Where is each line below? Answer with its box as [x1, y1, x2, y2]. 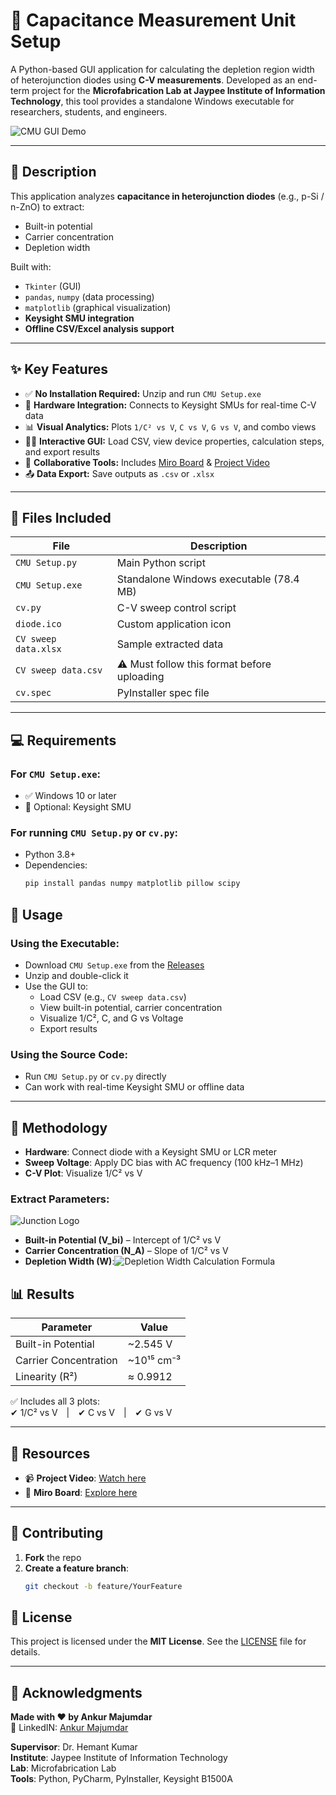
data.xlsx [15, 644, 62, 655]
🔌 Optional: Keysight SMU [24, 801, 132, 813]
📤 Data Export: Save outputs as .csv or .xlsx [24, 467, 215, 479]
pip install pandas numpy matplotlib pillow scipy [24, 879, 241, 889]
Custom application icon [116, 617, 232, 631]
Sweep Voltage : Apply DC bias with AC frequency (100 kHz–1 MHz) [24, 1157, 304, 1169]
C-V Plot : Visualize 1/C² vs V [24, 1167, 143, 1179]
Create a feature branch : [24, 1562, 130, 1574]
